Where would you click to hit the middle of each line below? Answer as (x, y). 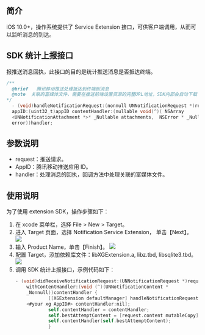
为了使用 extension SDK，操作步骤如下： (58, 212)
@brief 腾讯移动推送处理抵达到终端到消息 (61, 89)
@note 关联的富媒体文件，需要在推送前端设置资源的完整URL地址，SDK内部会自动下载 (104, 94)
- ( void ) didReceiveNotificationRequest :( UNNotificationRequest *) (101, 281)
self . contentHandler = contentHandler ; (99, 310)
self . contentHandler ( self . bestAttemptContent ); (110, 321)
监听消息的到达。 (33, 34)
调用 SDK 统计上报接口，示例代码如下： (65, 270)
